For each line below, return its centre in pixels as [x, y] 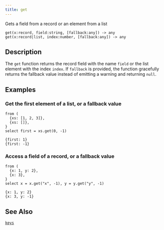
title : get [16, 10]
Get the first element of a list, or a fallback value [63, 104]
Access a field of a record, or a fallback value [60, 156]
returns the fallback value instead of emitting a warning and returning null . [81, 74]
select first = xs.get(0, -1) [36, 131]
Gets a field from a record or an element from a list [56, 24]
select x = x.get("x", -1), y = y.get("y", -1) [55, 184]
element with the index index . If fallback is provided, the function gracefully [82, 69]
